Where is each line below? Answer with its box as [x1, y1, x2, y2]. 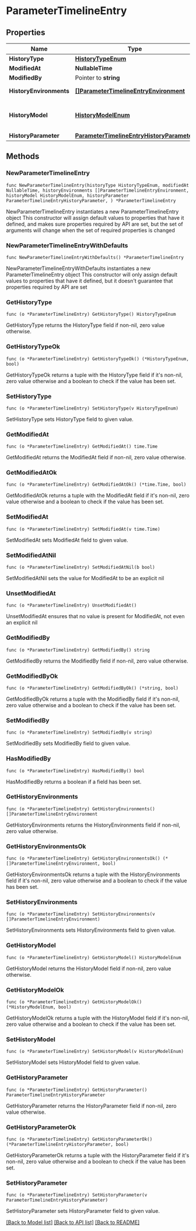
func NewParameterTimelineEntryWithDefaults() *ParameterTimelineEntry [6, 254, 184, 260]
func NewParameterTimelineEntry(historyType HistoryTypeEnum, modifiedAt [6, 182, 190, 188]
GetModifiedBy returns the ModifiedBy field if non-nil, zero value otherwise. [6, 657, 188, 664]
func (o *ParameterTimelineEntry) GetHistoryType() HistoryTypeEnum [6, 312, 176, 318]
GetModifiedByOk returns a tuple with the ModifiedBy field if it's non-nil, [6, 695, 180, 703]
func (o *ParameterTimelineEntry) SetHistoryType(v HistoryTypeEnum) [6, 405, 179, 411]
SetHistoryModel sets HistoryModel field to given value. [6, 1059, 141, 1066]
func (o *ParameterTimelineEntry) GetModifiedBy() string [6, 647, 150, 653]
